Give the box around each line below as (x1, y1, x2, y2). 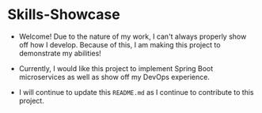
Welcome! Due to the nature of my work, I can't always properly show (18, 32, 247, 41)
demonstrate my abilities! (18, 48, 102, 58)
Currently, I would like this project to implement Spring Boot (18, 63, 214, 73)
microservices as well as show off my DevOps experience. (18, 72, 211, 81)
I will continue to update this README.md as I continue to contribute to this (18, 87, 254, 96)
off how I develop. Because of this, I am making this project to (18, 40, 221, 49)
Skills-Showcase (7, 6, 120, 24)
